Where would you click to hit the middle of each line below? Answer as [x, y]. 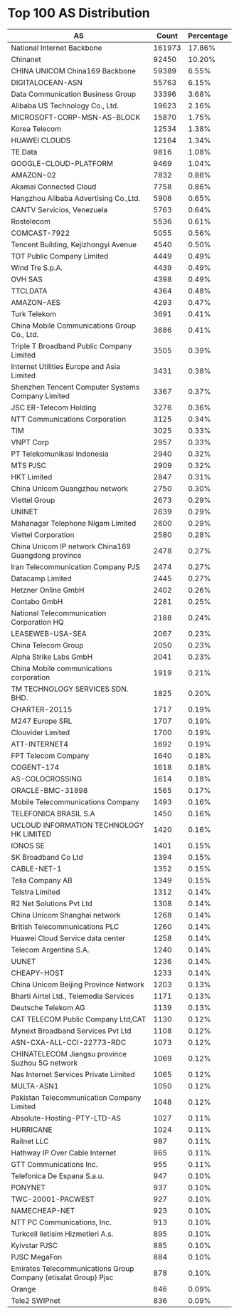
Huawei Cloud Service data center [68, 938]
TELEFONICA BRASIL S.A [53, 814]
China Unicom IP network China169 [71, 546]
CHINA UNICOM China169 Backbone [74, 71]
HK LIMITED [31, 833]
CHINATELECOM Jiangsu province [69, 1054]
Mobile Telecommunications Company [75, 801]
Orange [23, 1289]
